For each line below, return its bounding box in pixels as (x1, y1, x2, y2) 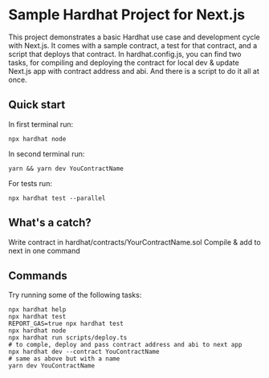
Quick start (8, 98, 66, 112)
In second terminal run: (8, 148, 85, 158)
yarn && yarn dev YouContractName (8, 165, 124, 173)
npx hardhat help (8, 306, 67, 314)
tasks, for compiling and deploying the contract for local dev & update (8, 58, 239, 67)
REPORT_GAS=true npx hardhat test (8, 319, 124, 328)
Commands (8, 269, 68, 282)
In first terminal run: (8, 119, 74, 129)
